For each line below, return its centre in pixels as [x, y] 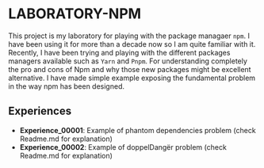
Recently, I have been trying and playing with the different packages [119, 52]
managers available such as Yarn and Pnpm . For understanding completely [128, 61]
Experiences [40, 111]
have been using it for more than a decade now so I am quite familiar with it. [132, 44]
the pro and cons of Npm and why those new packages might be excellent [130, 69]
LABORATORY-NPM [75, 14]
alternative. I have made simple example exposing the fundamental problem [132, 78]
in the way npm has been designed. [67, 86]
